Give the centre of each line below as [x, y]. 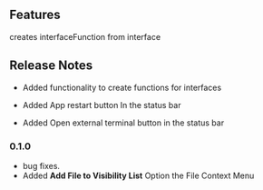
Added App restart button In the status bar [102, 105]
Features [35, 15]
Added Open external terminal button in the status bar [123, 123]
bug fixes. [41, 165]
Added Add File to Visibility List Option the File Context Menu [138, 175]
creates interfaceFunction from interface [85, 36]
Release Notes [51, 66]
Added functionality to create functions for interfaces [122, 87]
